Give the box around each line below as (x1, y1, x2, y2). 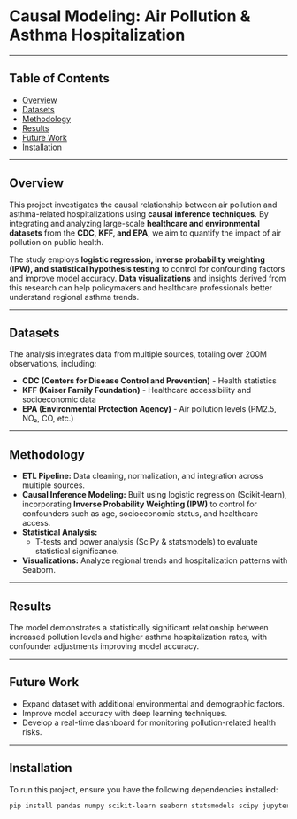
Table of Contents (9, 71, 110, 86)
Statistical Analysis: (21, 527, 98, 537)
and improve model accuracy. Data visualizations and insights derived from (9, 273, 286, 283)
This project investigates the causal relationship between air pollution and (9, 199, 278, 210)
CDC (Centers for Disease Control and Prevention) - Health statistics (21, 375, 277, 386)
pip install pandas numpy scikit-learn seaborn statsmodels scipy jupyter (9, 801, 291, 810)
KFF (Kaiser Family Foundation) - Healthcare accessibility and (21, 385, 252, 396)
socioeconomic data (21, 394, 97, 405)
